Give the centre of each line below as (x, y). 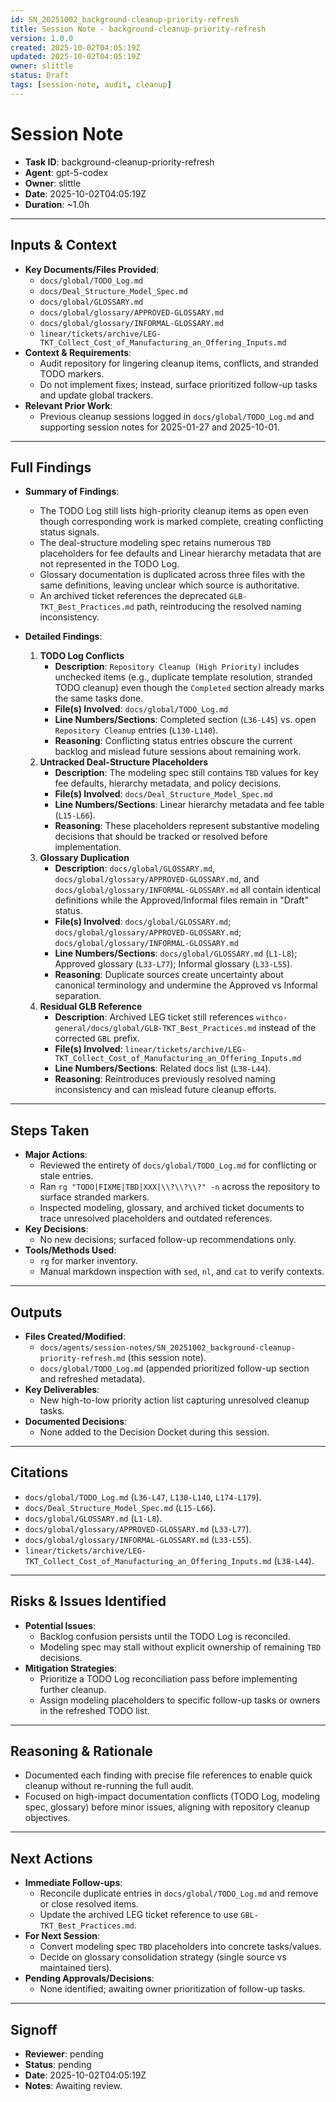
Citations (39, 1472)
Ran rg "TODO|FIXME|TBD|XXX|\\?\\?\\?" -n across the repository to (180, 1187)
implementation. (88, 847)
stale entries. (66, 1176)
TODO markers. (72, 373)
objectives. (47, 1818)
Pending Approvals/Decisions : (89, 1978)
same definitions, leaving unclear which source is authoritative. (169, 585)
